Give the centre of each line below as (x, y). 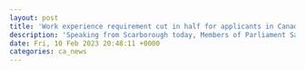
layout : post (34, 18)
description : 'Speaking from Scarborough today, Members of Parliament (148, 35)
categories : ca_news (49, 52)
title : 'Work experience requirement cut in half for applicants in (142, 26)
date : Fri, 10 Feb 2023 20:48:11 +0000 (85, 43)
